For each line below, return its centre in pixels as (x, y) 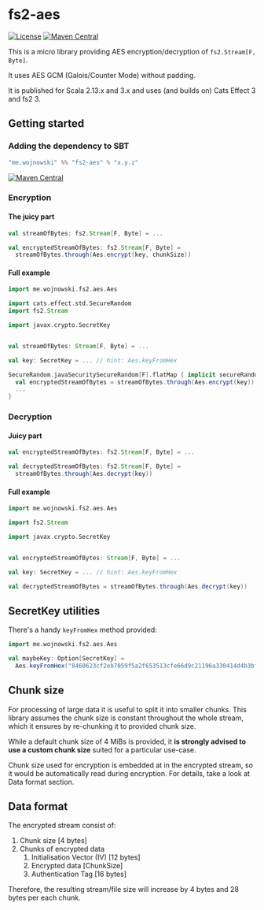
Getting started (46, 124)
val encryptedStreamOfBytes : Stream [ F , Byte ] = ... (94, 558)
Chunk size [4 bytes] (53, 841)
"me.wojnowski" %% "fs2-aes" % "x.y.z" (73, 162)
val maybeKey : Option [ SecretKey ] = (66, 659)
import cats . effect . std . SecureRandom (70, 304)
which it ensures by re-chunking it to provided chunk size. (102, 726)
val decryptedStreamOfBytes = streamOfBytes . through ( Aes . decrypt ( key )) (128, 586)
